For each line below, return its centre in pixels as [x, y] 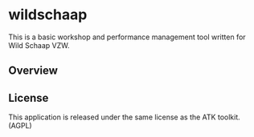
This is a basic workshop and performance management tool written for [127, 37]
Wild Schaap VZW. [39, 45]
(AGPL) [20, 126]
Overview [33, 71]
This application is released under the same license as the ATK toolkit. [124, 117]
